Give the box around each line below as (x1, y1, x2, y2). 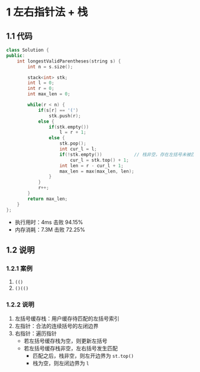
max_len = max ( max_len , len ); (59, 168, 135, 174)
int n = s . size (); (27, 64, 73, 70)
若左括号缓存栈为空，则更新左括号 (23, 337, 108, 345)
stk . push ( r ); (48, 112, 82, 119)
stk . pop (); (59, 140, 86, 146)
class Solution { (6, 47, 49, 53)
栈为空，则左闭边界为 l (32, 360, 89, 367)
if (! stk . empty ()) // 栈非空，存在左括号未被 (59, 151, 191, 158)
